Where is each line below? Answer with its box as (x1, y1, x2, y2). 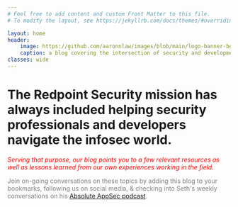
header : (7, 36, 30, 43)
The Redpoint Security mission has (7, 86, 217, 103)
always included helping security (7, 102, 207, 118)
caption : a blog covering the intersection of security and (20, 50, 201, 57)
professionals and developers (7, 117, 186, 133)
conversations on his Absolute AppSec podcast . (7, 191, 147, 200)
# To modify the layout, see (7, 17, 93, 24)
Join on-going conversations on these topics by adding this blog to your (7, 177, 218, 185)
